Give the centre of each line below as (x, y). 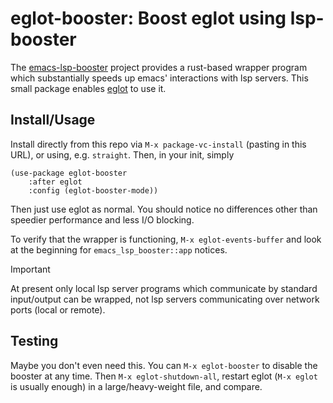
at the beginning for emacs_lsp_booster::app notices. (119, 249)
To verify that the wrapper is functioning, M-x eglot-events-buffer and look (166, 239)
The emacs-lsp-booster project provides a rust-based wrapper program (159, 67)
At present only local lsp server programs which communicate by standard (164, 288)
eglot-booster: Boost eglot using (148, 18)
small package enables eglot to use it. (88, 88)
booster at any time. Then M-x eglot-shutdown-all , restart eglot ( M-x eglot (164, 376)
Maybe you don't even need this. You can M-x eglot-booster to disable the (164, 365)
